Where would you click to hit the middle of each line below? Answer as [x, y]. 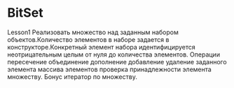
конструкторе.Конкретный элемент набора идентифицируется [102, 47]
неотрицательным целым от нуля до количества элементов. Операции [114, 54]
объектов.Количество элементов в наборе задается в [88, 39]
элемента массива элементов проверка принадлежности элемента [109, 69]
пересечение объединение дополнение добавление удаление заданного [117, 61]
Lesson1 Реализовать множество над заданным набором [93, 32]
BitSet [25, 13]
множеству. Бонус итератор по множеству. [73, 76]
